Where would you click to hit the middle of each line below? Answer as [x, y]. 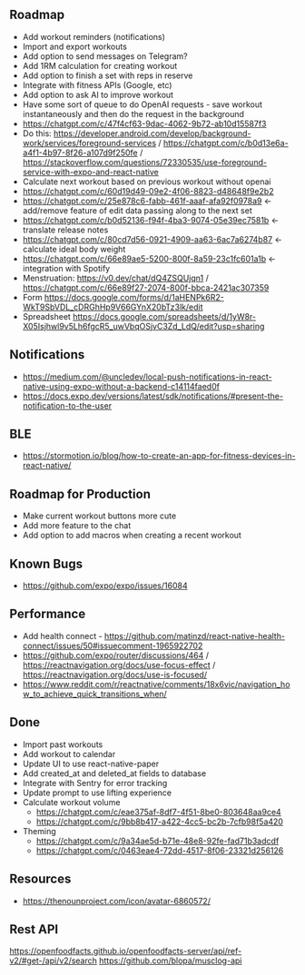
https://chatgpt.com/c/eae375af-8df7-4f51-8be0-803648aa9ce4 [158, 812]
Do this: [37, 133]
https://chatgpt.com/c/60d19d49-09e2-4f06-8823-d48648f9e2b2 [148, 191]
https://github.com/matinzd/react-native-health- [195, 635]
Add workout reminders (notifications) [94, 36]
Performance [48, 614]
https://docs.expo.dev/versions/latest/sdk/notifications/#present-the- [153, 396]
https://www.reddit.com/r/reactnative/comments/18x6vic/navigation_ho [156, 684]
